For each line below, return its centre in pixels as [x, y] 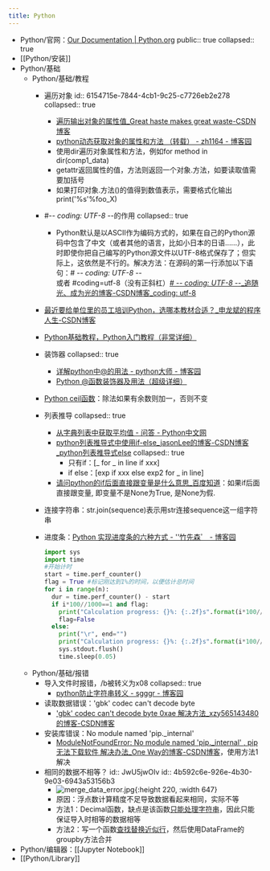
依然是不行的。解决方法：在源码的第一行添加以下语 [169, 263]
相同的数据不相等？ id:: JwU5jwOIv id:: [108, 771]
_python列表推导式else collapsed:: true [120, 452]
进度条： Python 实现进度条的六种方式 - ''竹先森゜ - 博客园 [140, 537]
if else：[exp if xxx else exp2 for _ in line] [136, 472]
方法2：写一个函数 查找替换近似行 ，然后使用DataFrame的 [150, 829]
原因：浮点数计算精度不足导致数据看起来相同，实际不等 [147, 799]
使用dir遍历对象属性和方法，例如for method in [132, 151]
